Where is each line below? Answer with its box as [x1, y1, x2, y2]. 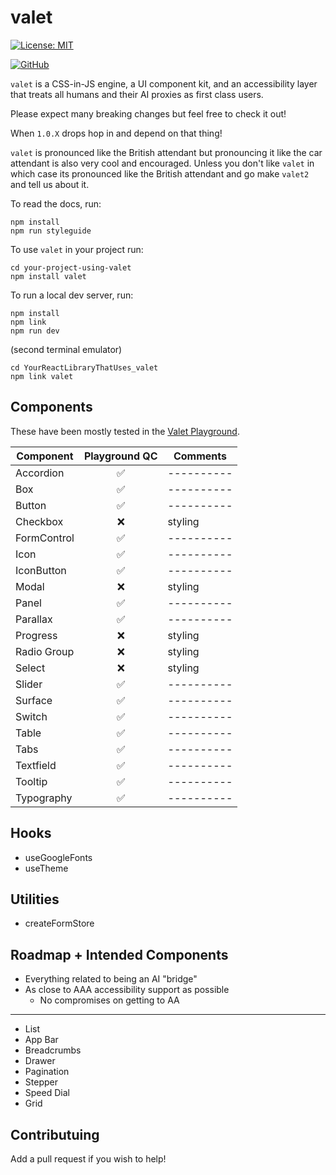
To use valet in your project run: [10, 243, 144, 255]
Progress [15, 628, 58, 642]
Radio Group [15, 644, 75, 658]
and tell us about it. [10, 178, 90, 190]
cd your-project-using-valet [10, 262, 132, 273]
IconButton [15, 563, 67, 577]
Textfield [15, 758, 57, 772]
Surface [15, 693, 53, 707]
